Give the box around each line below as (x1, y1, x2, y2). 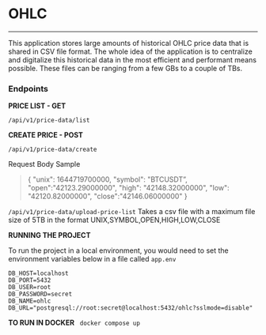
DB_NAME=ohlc (8, 297, 51, 305)
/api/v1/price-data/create (8, 145, 97, 154)
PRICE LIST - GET (8, 101, 66, 111)
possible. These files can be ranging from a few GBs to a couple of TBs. (8, 63, 243, 73)
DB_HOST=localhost (8, 269, 69, 277)
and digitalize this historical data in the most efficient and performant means (8, 55, 257, 64)
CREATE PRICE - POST (8, 130, 83, 140)
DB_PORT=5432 (8, 277, 51, 284)
